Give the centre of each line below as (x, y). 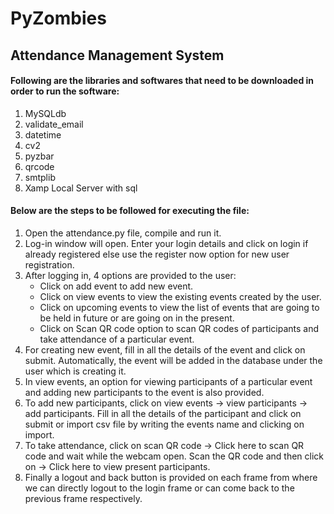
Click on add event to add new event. (116, 286)
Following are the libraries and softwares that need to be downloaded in (162, 81)
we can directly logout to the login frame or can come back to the (159, 488)
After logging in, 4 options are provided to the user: (130, 275)
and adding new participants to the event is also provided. (144, 392)
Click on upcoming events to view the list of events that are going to (179, 307)
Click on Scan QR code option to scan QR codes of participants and (179, 328)
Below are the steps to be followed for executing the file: (130, 211)
